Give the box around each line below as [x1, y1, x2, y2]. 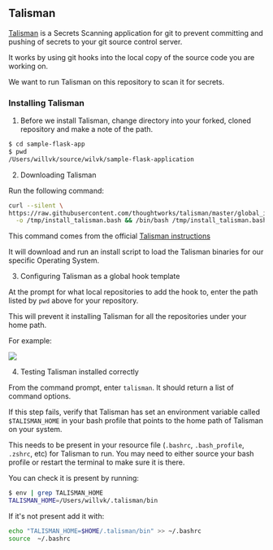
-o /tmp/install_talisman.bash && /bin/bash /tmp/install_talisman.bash [15, 216, 267, 225]
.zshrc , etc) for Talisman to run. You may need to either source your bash [8, 449, 254, 459]
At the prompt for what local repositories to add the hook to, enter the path [8, 287, 258, 297]
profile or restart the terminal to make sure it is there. [8, 457, 185, 467]
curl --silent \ [8, 201, 63, 210]
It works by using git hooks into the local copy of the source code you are [8, 52, 255, 62]
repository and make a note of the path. [19, 124, 154, 134]
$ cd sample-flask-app [8, 140, 85, 149]
